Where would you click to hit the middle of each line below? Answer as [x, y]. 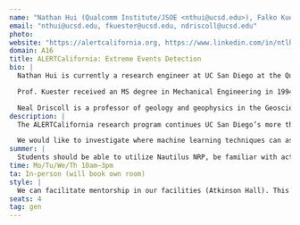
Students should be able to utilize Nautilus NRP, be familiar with [147, 157]
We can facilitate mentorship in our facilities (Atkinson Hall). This [154, 190]
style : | [25, 182]
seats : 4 [25, 199]
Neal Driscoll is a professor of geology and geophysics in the [139, 108]
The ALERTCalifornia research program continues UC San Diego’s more [149, 125]
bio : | [21, 68]
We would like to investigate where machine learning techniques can [149, 141]
